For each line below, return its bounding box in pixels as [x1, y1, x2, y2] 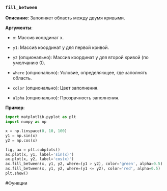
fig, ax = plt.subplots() [5, 147, 60, 152]
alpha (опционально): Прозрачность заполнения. [12, 95, 120, 101]
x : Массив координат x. [12, 35, 64, 41]
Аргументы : [5, 25, 33, 31]
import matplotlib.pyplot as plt [5, 115, 76, 120]
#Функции [5, 180, 28, 186]
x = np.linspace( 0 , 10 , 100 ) [5, 128, 67, 134]
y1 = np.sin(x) [5, 133, 38, 138]
